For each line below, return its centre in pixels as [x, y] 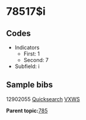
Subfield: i [27, 66]
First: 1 [32, 54]
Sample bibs [30, 85]
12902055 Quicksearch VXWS [43, 99]
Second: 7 [36, 60]
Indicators [27, 47]
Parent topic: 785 [27, 111]
